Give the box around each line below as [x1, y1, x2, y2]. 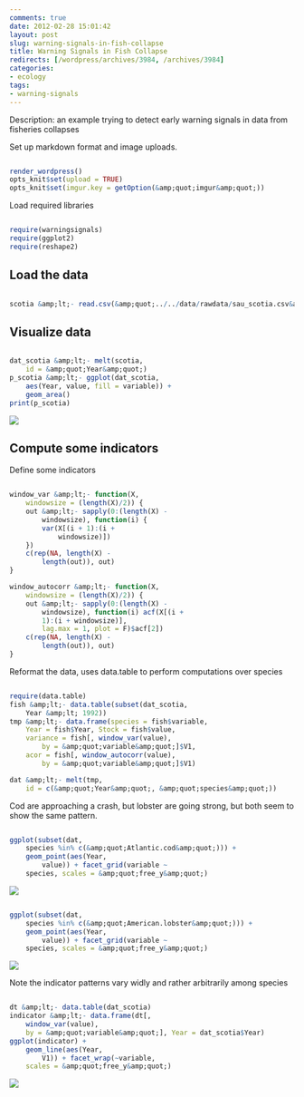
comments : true [9, 13, 67, 23]
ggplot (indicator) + [9, 1036, 88, 1045]
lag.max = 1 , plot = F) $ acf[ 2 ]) [42, 625, 165, 634]
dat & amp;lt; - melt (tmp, [9, 775, 103, 784]
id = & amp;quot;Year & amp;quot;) [25, 364, 147, 374]
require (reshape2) [9, 242, 79, 251]
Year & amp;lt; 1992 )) [25, 708, 107, 717]
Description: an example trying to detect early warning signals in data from [9, 114, 288, 125]
